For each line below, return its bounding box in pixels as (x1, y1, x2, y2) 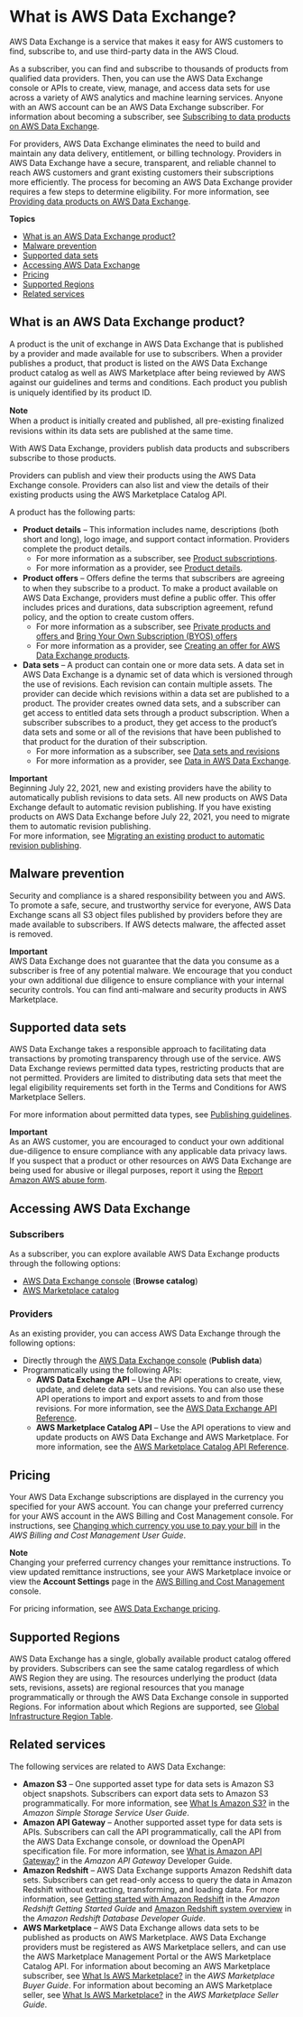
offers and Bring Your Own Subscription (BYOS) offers (35, 630, 238, 642)
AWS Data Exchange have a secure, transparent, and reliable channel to (9, 157, 277, 168)
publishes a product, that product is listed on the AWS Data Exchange (9, 357, 268, 368)
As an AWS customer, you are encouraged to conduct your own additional (9, 1136, 285, 1147)
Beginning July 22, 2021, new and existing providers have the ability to (9, 782, 272, 793)
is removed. (9, 928, 53, 939)
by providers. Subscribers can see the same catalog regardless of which (9, 1662, 280, 1673)
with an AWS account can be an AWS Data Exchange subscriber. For (9, 101, 264, 112)
